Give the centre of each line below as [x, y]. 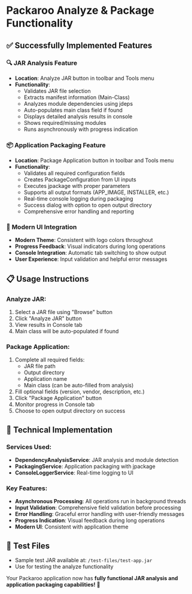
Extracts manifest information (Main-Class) [77, 97]
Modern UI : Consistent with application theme [71, 527]
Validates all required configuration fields [74, 173]
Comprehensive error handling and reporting [79, 211]
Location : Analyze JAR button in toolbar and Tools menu [84, 78]
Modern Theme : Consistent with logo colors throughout [84, 240]
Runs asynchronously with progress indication [81, 129]
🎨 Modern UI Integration [42, 227]
